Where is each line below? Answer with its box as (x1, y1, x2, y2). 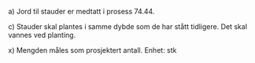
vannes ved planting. (8, 31, 76, 39)
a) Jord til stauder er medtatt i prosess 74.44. (8, 7, 155, 16)
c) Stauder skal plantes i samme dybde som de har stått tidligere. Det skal (8, 22, 248, 31)
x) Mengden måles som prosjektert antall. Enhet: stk (8, 46, 177, 54)
